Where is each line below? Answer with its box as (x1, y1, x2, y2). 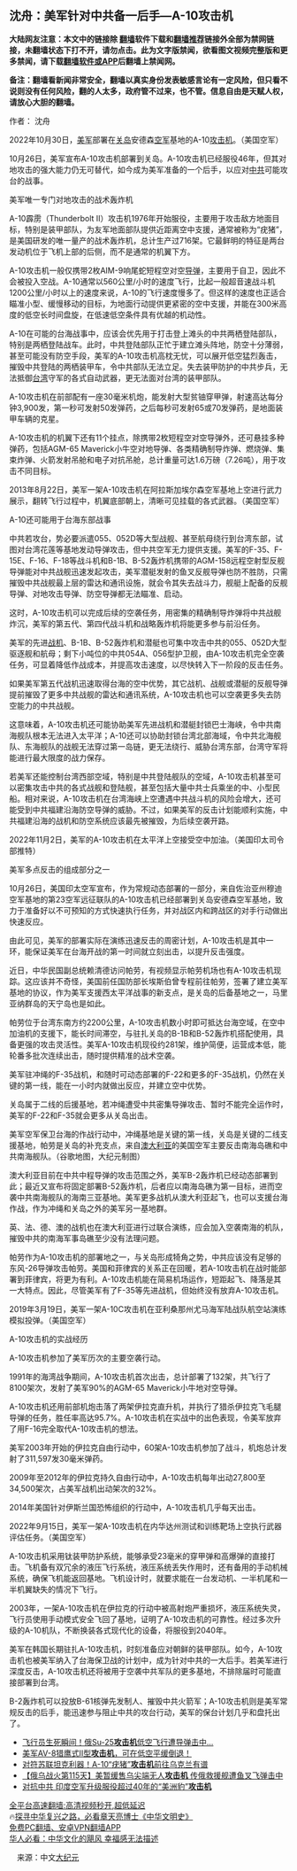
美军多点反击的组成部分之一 (9, 864, 110, 874)
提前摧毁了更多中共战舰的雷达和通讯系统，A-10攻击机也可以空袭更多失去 (9, 689, 274, 700)
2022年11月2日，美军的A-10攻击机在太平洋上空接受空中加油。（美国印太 (9, 834, 270, 844)
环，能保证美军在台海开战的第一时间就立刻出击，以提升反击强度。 (9, 946, 249, 957)
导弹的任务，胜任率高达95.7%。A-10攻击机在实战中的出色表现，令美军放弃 (9, 1412, 282, 1423)
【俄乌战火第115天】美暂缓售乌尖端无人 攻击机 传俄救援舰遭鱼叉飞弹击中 (21, 1770, 284, 1781)
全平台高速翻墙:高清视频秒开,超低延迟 (9, 1799, 146, 1810)
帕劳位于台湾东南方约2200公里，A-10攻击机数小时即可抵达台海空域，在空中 (9, 1017, 286, 1028)
